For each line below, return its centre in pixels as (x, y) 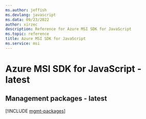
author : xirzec (22, 24)
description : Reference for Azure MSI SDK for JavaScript (68, 29)
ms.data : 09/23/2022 (27, 19)
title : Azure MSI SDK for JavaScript (46, 39)
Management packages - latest (56, 99)
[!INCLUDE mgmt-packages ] (35, 111)
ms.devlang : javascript (31, 15)
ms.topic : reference (27, 34)
